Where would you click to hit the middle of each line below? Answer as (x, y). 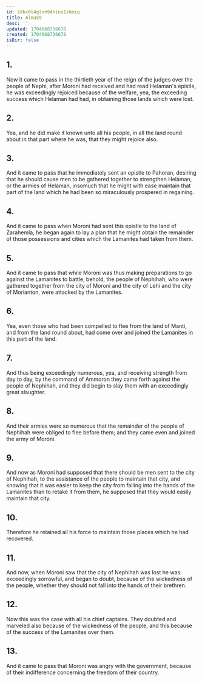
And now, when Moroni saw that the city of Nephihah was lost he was (93, 572)
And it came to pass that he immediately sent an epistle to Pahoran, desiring (101, 173)
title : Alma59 (24, 18)
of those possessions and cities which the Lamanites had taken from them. (100, 239)
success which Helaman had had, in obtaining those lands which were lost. (100, 99)
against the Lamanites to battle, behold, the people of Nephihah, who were (99, 279)
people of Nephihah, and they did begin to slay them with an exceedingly (98, 385)
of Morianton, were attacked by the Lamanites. (65, 292)
